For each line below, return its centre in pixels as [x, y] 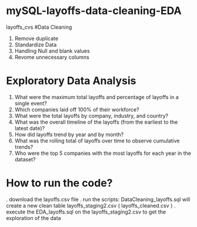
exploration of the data [34, 218]
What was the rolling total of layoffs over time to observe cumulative [97, 140]
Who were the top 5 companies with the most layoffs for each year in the [103, 153]
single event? [31, 103]
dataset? [25, 159]
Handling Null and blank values [52, 50]
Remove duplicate [36, 38]
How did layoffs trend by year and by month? [69, 134]
